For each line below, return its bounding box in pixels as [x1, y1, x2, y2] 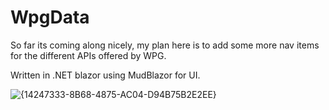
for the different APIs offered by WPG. [10, 49, 167, 61]
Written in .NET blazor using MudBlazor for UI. [10, 69, 201, 81]
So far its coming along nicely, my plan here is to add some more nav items [10, 39, 320, 51]
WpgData [10, 6, 90, 29]
